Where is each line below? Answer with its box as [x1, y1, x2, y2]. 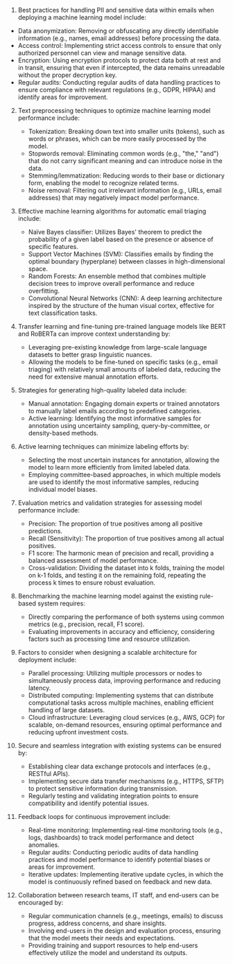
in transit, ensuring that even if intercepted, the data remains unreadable [17, 64, 225, 71]
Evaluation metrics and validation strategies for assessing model [17, 499, 202, 507]
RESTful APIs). [28, 770, 70, 777]
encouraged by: [17, 898, 64, 906]
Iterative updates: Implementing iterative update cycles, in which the [28, 870, 224, 878]
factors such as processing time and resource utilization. [28, 635, 191, 643]
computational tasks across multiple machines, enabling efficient [28, 698, 214, 707]
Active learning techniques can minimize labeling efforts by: [17, 442, 189, 450]
